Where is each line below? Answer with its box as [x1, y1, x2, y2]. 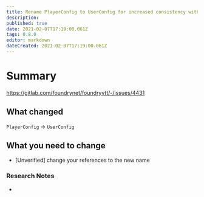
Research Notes [6, 171, 55, 180]
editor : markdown [6, 37, 50, 43]
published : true [6, 20, 47, 26]
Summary [6, 69, 56, 83]
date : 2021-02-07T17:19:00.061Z [6, 26, 88, 32]
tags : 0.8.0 [6, 32, 36, 38]
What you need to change [6, 140, 106, 151]
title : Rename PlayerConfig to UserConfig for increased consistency [6, 9, 186, 15]
